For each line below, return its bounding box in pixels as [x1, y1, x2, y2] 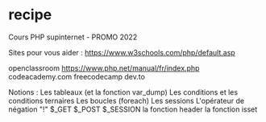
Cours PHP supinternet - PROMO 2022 [8, 32, 138, 42]
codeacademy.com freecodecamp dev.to [8, 71, 145, 81]
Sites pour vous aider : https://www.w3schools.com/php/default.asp [8, 47, 235, 57]
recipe [8, 6, 52, 24]
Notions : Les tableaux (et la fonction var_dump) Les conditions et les [8, 87, 239, 97]
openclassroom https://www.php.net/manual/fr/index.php [8, 63, 200, 73]
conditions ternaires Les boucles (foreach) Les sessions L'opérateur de [8, 96, 244, 105]
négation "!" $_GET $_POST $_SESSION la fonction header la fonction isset [8, 104, 258, 114]
